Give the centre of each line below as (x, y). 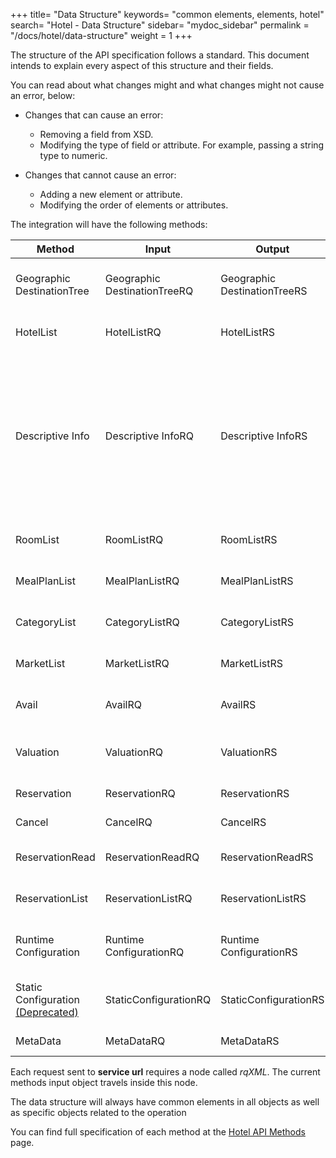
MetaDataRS (250, 1041)
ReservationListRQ (148, 898)
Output (272, 249)
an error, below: (43, 95)
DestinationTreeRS (264, 291)
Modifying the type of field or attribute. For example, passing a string (182, 145)
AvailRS (238, 704)
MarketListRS (251, 663)
